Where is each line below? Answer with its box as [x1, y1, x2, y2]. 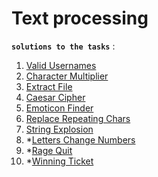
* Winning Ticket [25, 155, 94, 167]
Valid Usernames [25, 59, 97, 71]
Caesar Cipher [25, 91, 86, 103]
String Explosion [25, 123, 94, 135]
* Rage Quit [25, 144, 73, 156]
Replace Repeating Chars [25, 112, 131, 124]
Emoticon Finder [25, 102, 94, 114]
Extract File [25, 80, 73, 92]
